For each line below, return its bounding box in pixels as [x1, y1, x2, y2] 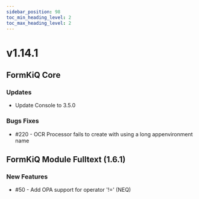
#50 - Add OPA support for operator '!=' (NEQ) [14, 186, 131, 194]
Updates [6, 88, 32, 96]
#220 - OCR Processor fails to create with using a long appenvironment [14, 130, 193, 137]
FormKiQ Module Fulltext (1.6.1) [6, 154, 126, 165]
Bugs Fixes [6, 117, 39, 125]
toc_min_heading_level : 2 [6, 14, 71, 21]
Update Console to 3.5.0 [14, 102, 76, 109]
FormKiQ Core [6, 70, 61, 80]
